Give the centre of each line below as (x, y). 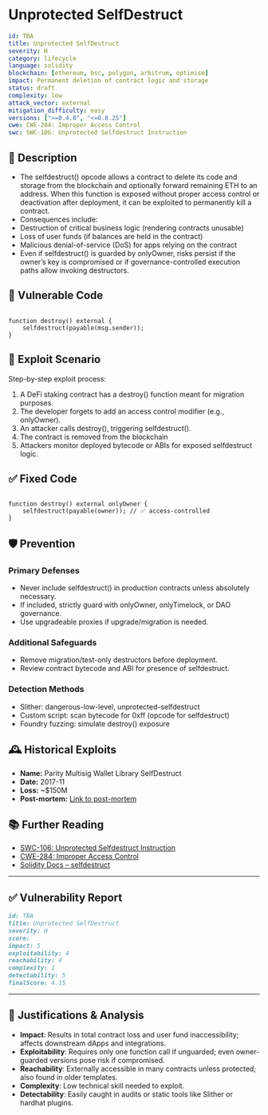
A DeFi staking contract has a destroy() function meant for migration (132, 394)
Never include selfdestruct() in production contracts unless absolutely (134, 588)
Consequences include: (59, 219)
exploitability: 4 (39, 953)
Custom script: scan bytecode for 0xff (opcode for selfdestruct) (124, 715)
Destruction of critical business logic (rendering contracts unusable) (132, 228)
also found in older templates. (69, 1077)
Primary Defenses (44, 570)
